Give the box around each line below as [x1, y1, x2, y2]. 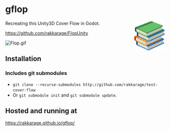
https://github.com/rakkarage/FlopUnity [5, 30, 89, 36]
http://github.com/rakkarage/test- [82, 82, 158, 87]
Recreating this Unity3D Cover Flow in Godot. [5, 20, 100, 26]
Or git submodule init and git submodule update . [12, 92, 117, 98]
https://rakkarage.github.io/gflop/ [5, 120, 75, 126]
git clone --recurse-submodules [12, 82, 81, 87]
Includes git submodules [5, 70, 67, 77]
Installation [5, 55, 41, 63]
